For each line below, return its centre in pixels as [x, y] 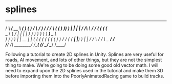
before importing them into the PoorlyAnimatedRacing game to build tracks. [85, 76]
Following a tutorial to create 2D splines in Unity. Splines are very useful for [84, 54]
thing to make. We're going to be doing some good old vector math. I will [82, 65]
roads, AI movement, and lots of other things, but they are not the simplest [84, 60]
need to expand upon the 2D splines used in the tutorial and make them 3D [84, 70]
